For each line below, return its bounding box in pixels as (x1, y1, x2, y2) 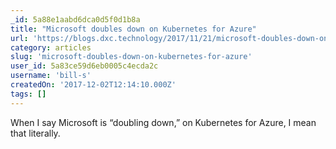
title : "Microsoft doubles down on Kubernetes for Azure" (10, 24, 257, 34)
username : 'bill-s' (10, 71, 92, 81)
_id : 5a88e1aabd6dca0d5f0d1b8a (10, 14, 141, 25)
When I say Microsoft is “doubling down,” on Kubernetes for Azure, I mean (10, 116, 317, 128)
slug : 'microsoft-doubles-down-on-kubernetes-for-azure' (10, 52, 253, 62)
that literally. (10, 127, 61, 139)
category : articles (10, 42, 92, 53)
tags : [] (10, 89, 47, 99)
